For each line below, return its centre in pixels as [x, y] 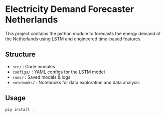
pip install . [20, 110]
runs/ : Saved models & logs [41, 77]
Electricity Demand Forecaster [70, 9]
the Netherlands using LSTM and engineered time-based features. [74, 39]
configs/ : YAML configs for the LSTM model [59, 72]
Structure [20, 55]
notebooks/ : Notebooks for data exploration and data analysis [76, 82]
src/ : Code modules [34, 66]
